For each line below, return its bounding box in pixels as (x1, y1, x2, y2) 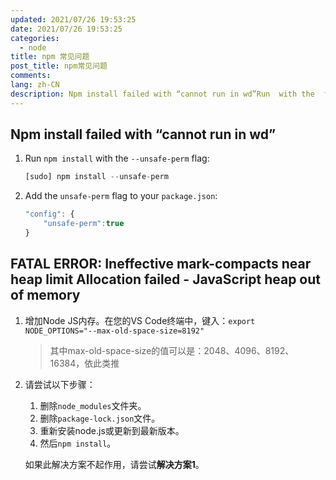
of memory (10, 287, 81, 304)
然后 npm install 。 (39, 437, 117, 449)
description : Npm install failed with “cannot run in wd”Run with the (10, 89, 315, 99)
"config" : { (24, 209, 75, 220)
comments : (10, 71, 52, 81)
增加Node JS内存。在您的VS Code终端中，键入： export (24, 314, 256, 326)
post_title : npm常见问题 (10, 61, 108, 71)
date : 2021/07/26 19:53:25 (10, 24, 123, 34)
